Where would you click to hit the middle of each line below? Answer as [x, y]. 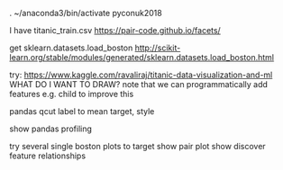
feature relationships [48, 156]
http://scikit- [158, 48]
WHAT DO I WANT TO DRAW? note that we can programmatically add [139, 84]
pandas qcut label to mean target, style [82, 111]
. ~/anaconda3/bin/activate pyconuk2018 [86, 13]
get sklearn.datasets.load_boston [71, 48]
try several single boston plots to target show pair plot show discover [137, 146]
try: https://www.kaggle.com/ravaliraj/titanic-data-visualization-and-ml [141, 75]
